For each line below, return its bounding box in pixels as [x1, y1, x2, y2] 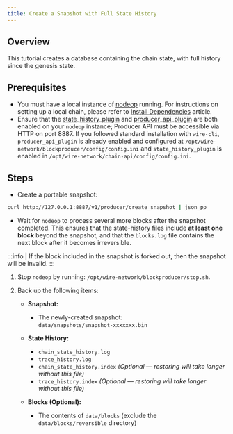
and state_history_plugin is [140, 144, 223, 153]
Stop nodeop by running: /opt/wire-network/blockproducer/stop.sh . [17, 272, 211, 281]
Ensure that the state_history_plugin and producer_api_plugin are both [17, 115, 218, 124]
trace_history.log [38, 356, 92, 363]
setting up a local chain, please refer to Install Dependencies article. [17, 108, 212, 116]
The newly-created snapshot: [38, 313, 123, 322]
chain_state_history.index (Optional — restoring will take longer [38, 362, 225, 370]
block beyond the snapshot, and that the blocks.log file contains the [17, 231, 214, 240]
